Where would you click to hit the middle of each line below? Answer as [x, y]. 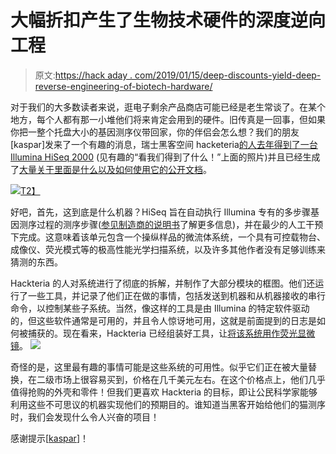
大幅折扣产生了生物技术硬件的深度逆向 [168, 20]
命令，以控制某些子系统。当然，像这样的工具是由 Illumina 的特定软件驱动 [160, 308]
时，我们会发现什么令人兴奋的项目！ [85, 417]
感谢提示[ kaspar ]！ [49, 438]
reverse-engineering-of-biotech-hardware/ [123, 86]
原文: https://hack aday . [83, 75]
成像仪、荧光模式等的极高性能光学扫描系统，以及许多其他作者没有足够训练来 [168, 249]
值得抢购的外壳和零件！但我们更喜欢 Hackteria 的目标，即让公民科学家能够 [164, 392]
